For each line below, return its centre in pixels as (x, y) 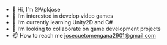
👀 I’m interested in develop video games (62, 16)
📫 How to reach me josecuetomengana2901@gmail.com (84, 36)
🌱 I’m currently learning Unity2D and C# (62, 22)
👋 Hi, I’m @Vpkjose (36, 9)
